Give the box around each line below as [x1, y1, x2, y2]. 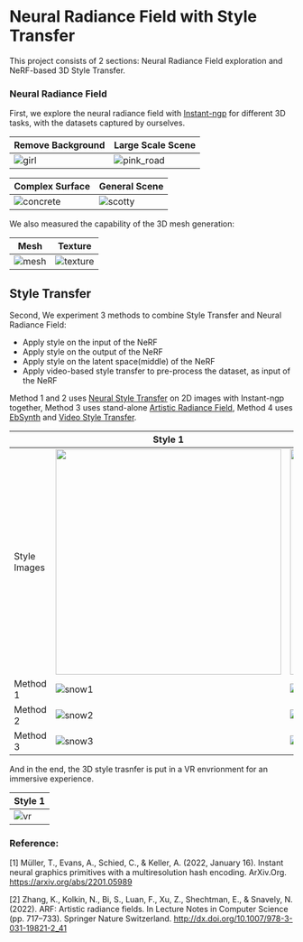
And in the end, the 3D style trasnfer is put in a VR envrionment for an [9, 764, 269, 775]
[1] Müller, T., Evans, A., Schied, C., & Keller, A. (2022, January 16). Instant [9, 857, 284, 868]
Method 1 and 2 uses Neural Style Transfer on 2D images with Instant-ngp [9, 392, 285, 403]
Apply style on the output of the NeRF [22, 346, 164, 357]
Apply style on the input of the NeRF [22, 337, 158, 348]
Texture [57, 240, 92, 253]
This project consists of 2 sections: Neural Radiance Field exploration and [9, 55, 283, 66]
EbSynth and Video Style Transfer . [9, 412, 137, 423]
